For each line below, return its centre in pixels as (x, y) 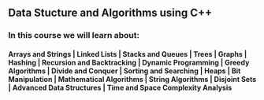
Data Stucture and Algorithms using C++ (110, 13)
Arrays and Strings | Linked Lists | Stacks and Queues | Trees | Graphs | (128, 54)
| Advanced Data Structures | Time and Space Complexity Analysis (120, 87)
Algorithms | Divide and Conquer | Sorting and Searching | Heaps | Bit (125, 71)
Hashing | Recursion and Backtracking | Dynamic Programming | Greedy (129, 62)
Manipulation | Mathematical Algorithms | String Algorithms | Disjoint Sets (132, 79)
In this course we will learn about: (74, 35)
